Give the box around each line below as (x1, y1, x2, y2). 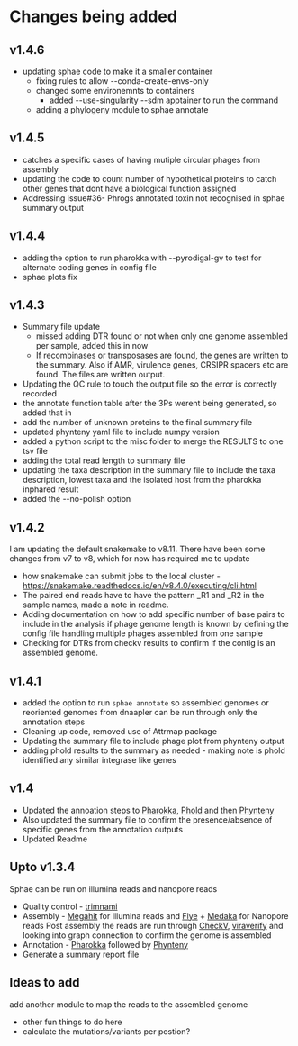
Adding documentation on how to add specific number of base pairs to (22, 609, 285, 620)
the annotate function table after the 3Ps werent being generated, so (22, 398, 277, 409)
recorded (22, 388, 57, 399)
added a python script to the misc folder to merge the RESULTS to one (22, 436, 284, 447)
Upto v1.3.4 (9, 860, 76, 875)
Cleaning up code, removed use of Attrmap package (22, 726, 218, 737)
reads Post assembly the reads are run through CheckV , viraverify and (22, 920, 284, 931)
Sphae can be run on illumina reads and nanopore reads (9, 883, 218, 894)
